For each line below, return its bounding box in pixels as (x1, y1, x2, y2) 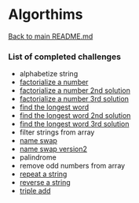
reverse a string (19, 178, 71, 187)
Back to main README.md (8, 31, 93, 41)
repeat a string (19, 169, 68, 179)
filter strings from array (19, 127, 95, 137)
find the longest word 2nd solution (19, 111, 131, 120)
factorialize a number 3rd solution (19, 94, 130, 104)
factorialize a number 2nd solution (19, 86, 131, 95)
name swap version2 (19, 144, 88, 154)
